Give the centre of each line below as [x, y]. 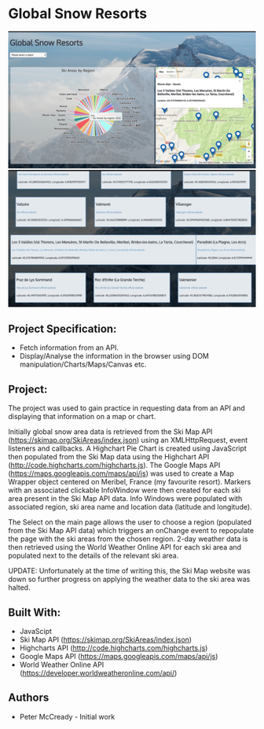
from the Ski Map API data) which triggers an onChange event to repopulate [131, 531]
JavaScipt [36, 631]
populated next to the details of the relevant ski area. [93, 556]
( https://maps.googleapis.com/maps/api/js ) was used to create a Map [121, 473]
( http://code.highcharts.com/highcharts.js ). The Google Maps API [114, 466]
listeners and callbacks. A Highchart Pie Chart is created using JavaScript [128, 448]
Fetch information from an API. [69, 348]
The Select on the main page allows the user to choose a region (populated [130, 522]
